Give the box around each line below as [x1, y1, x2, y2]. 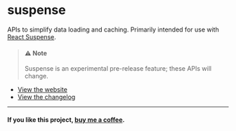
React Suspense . [7, 32, 56, 41]
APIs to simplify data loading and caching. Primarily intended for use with [7, 25, 219, 34]
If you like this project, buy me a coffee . [7, 115, 125, 124]
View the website [17, 85, 68, 94]
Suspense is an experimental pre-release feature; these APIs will [24, 64, 212, 73]
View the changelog [17, 93, 76, 102]
